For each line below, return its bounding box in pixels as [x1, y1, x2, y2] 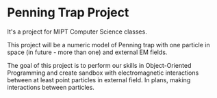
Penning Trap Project [7, 5, 129, 21]
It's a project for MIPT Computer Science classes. [7, 27, 147, 36]
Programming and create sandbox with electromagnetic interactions [7, 69, 199, 77]
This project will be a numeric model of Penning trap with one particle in [7, 40, 210, 49]
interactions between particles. [7, 83, 94, 91]
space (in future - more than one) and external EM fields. [7, 48, 168, 56]
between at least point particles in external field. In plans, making [7, 75, 191, 84]
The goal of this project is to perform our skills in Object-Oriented [7, 61, 192, 69]
